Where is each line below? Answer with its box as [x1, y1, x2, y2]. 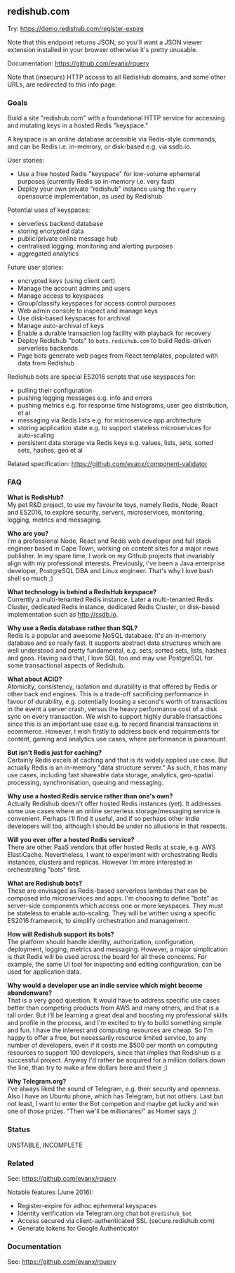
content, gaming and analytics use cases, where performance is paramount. [7, 735, 228, 744]
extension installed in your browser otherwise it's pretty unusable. [7, 45, 198, 54]
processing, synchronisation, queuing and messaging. [7, 778, 163, 787]
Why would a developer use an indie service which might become [7, 982, 203, 990]
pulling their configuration [17, 387, 93, 395]
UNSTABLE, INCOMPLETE [7, 1141, 83, 1149]
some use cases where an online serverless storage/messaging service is [7, 807, 221, 815]
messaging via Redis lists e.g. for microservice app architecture [17, 416, 201, 425]
